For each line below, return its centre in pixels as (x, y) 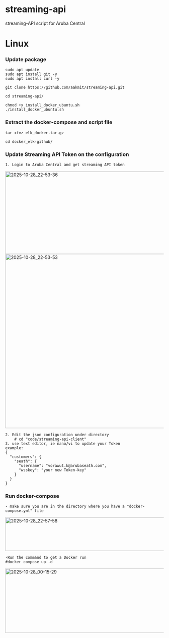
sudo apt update (22, 70)
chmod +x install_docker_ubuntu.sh (43, 105)
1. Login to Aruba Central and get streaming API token (65, 165)
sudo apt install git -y (31, 74)
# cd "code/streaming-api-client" (50, 439)
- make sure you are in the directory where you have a (65, 507)
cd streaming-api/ (24, 96)
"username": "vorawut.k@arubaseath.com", (63, 466)
